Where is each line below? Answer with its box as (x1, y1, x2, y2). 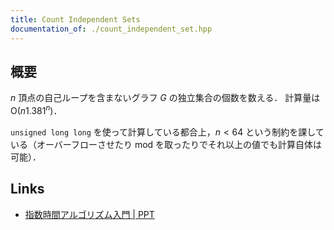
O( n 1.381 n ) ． (10, 103, 63, 116)
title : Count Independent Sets (10, 14, 141, 25)
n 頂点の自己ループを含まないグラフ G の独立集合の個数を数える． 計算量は (10, 92, 321, 104)
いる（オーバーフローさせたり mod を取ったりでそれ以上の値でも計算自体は (10, 138, 323, 150)
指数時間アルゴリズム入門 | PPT (24, 208, 155, 220)
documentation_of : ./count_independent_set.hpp (10, 24, 213, 34)
